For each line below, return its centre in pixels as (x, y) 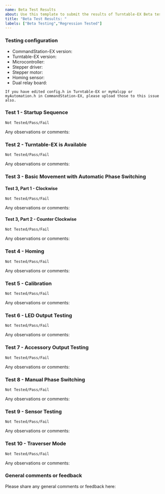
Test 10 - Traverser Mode (36, 444)
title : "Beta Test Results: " (36, 19)
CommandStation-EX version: (42, 51)
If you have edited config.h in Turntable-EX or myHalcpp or (69, 91)
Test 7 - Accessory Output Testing (47, 348)
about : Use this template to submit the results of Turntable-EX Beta (79, 14)
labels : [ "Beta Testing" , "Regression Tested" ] (54, 23)
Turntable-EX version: (34, 57)
